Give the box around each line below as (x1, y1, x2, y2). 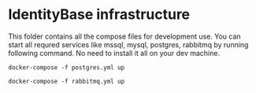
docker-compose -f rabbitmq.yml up (8, 77, 125, 85)
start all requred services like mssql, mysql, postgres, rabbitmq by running (8, 39, 249, 49)
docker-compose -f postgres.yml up (8, 63, 125, 72)
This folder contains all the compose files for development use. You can (8, 32, 242, 41)
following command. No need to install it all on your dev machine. (8, 48, 221, 58)
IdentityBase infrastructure (8, 6, 191, 24)
